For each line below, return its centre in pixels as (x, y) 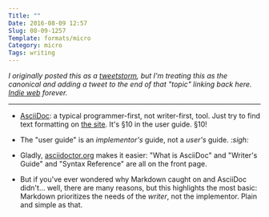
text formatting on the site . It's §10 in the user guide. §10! (114, 124)
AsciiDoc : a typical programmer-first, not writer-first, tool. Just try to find (140, 116)
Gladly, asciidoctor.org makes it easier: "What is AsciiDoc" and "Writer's (139, 155)
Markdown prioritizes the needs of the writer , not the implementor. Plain (139, 196)
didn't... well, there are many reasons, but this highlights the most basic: (139, 188)
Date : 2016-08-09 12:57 (48, 23)
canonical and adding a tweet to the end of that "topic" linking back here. (130, 84)
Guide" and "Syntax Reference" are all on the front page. (113, 164)
